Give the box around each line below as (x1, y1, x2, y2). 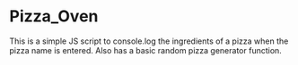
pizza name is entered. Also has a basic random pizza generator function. (9, 45, 283, 55)
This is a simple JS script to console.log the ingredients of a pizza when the (9, 36, 289, 46)
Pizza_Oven (9, 6, 99, 27)
